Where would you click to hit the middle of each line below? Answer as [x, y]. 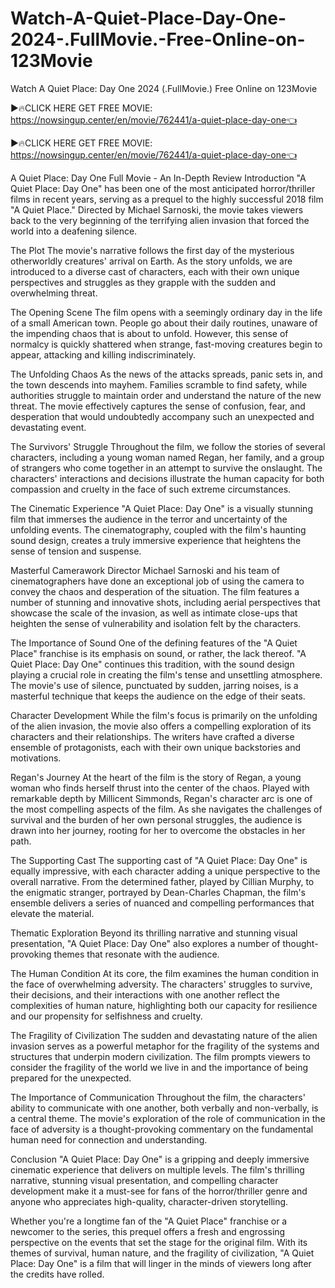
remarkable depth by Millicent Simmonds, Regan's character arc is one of [161, 798]
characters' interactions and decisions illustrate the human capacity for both [167, 478]
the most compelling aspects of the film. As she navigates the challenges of [166, 809]
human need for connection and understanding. [109, 1139]
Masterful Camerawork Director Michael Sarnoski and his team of [145, 570]
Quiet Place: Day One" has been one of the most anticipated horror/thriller [163, 188]
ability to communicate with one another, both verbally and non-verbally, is [164, 1108]
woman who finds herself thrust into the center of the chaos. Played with [160, 788]
